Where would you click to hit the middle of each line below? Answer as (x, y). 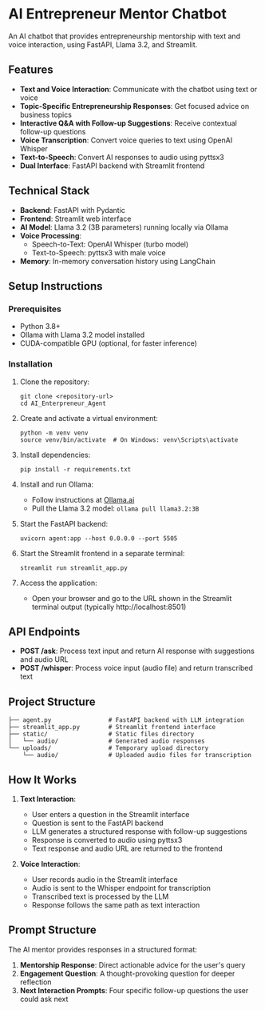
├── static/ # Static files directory (101, 734)
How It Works (43, 780)
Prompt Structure (53, 930)
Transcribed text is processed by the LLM (100, 896)
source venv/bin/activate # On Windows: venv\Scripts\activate (129, 440)
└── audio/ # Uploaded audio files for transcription (137, 755)
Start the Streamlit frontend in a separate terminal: (102, 553)
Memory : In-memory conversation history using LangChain (117, 261)
